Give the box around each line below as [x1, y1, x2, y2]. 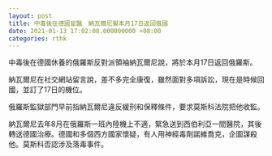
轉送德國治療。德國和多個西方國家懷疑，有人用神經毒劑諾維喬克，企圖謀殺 [8, 129, 257, 139]
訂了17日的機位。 [29, 85, 87, 95]
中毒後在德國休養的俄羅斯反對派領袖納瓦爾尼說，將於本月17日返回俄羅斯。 [8, 57, 257, 67]
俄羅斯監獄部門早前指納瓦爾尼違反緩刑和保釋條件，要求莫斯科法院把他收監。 [8, 102, 265, 112]
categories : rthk [8, 34, 67, 43]
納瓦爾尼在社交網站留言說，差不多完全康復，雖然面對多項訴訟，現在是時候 [8, 74, 257, 85]
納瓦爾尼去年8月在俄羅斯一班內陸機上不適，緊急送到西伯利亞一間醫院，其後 [8, 119, 262, 129]
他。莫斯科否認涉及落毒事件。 [8, 139, 108, 150]
